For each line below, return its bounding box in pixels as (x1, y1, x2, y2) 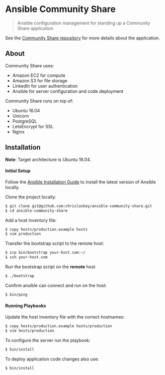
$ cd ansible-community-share (5, 208, 68, 213)
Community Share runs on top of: (5, 98, 74, 104)
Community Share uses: (5, 62, 55, 68)
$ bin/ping (5, 292, 28, 297)
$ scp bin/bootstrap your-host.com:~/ (5, 250, 85, 255)
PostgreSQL (12, 118, 37, 124)
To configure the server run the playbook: (5, 337, 90, 343)
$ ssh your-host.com (5, 255, 48, 260)
